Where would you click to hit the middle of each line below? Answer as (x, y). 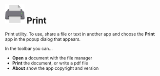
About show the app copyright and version (55, 68)
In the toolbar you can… (29, 48)
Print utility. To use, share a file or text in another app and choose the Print (80, 34)
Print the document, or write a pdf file (50, 63)
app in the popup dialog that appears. (43, 39)
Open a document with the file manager (52, 58)
